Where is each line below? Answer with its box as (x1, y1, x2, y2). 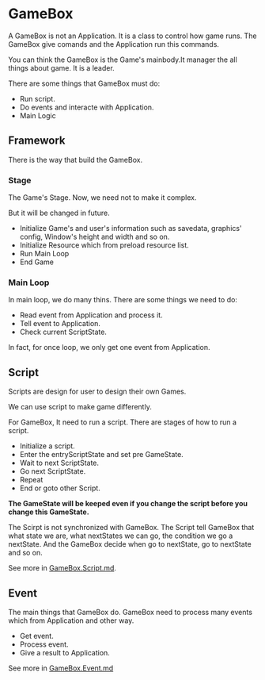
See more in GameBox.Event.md (8, 663, 114, 673)
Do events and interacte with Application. (19, 102, 154, 112)
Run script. (19, 94, 55, 103)
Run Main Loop (19, 249, 70, 259)
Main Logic (19, 110, 57, 120)
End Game (19, 257, 54, 267)
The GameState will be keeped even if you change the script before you (8, 499, 248, 509)
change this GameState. (8, 507, 89, 517)
